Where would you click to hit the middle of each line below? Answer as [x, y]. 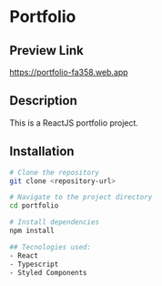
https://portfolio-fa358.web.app [69, 72]
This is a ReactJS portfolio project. [74, 123]
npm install [32, 230]
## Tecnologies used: [51, 247]
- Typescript [34, 264]
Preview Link [46, 51]
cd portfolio [34, 206]
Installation [42, 152]
